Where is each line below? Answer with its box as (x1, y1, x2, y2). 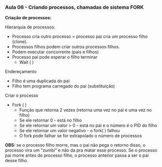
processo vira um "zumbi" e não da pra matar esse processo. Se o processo (5, 147, 157, 153)
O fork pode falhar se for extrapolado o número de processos (19, 133, 142, 139)
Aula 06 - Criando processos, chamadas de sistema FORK (5, 4, 144, 11)
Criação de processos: (5, 15, 52, 21)
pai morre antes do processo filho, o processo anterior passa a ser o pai (5, 152, 149, 158)
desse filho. (5, 158, 29, 164)
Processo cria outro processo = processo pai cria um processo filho (12, 33, 148, 40)
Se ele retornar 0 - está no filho (19, 118, 82, 123)
